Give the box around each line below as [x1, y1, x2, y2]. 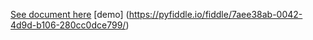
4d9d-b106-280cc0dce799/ [10, 19, 127, 31]
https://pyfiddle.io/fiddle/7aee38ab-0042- [128, 9, 303, 20]
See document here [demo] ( [10, 9, 130, 20]
